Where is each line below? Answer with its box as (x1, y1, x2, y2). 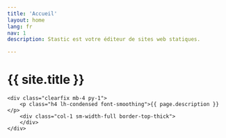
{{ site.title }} (7, 72, 85, 87)
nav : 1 (7, 29, 26, 37)
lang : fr (7, 23, 33, 30)
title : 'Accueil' (7, 10, 58, 17)
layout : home (7, 17, 45, 24)
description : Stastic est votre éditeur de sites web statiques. (7, 36, 200, 43)
